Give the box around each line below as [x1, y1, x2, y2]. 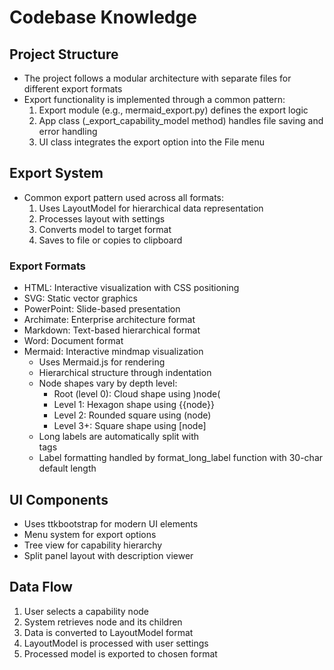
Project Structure [9, 46, 119, 63]
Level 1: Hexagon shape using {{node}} [53, 399, 216, 411]
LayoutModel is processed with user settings [23, 637, 209, 649]
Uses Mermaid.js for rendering [38, 356, 166, 368]
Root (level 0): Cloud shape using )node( [53, 388, 221, 400]
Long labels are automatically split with [38, 431, 200, 443]
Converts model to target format [38, 223, 172, 235]
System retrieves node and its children [23, 616, 183, 628]
